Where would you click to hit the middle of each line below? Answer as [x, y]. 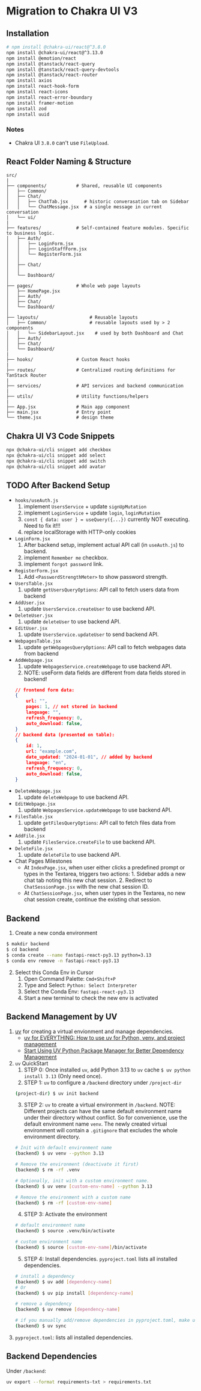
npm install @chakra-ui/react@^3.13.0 [55, 52]
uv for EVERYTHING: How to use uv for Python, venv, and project [104, 1038]
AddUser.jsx [30, 603]
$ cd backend [22, 950]
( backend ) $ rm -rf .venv [47, 1170]
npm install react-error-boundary [49, 97]
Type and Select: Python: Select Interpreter [80, 985]
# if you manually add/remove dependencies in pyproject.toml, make [102, 1321]
